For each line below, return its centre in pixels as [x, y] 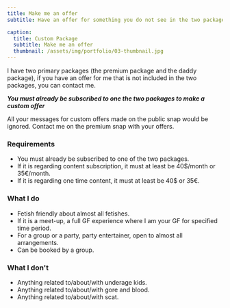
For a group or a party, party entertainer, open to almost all [100, 235]
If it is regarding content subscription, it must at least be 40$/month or [116, 166]
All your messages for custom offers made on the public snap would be [108, 119]
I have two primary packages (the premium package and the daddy [102, 70]
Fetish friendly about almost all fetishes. [73, 214]
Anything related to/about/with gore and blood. [83, 290]
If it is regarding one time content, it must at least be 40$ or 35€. [108, 181]
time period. [34, 228]
